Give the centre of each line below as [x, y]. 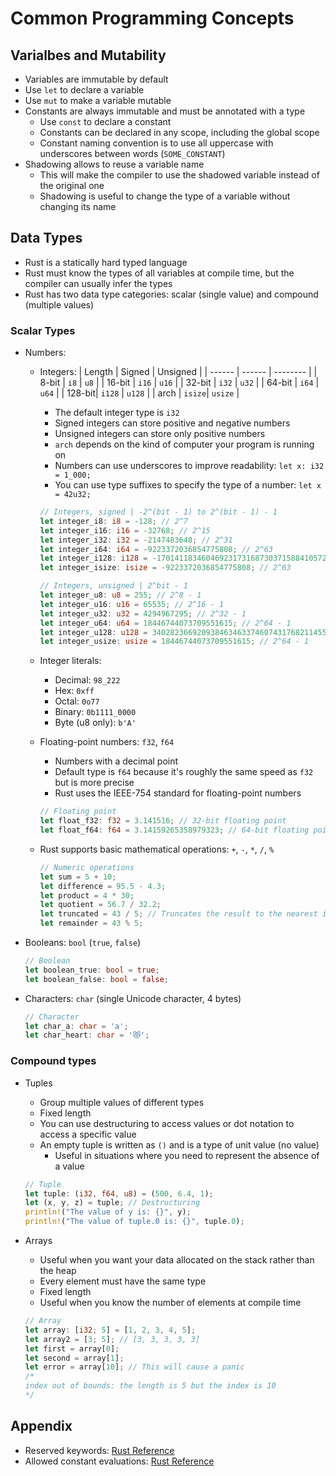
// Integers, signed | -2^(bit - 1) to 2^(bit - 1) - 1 [158, 512]
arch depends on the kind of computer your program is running [184, 444]
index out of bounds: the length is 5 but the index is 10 [150, 1386]
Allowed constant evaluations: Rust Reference [119, 1461]
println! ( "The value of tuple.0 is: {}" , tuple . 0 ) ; [134, 1222]
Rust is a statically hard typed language [106, 262]
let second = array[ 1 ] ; [74, 1358]
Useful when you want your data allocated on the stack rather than [177, 1260]
